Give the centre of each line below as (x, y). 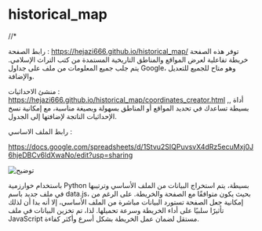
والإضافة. (22, 76)
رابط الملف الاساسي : (40, 132)
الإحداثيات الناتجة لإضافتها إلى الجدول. (63, 116)
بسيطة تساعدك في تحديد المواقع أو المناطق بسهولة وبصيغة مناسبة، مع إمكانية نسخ (129, 108)
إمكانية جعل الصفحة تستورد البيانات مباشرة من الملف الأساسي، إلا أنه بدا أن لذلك (126, 202)
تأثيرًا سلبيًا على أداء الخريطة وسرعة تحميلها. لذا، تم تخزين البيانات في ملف (116, 210)
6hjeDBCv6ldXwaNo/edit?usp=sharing (71, 155)
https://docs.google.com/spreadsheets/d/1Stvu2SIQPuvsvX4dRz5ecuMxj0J (131, 146)
